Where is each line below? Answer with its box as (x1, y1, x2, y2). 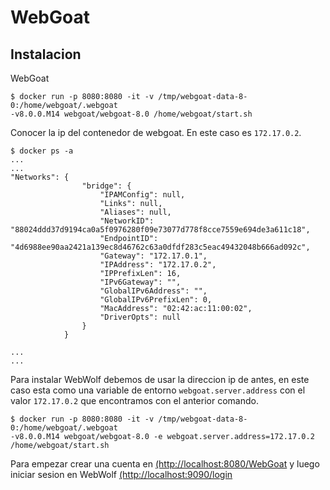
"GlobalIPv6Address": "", (99, 286, 208, 296)
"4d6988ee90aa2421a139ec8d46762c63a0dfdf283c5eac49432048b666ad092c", (10, 242, 311, 252)
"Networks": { (10, 172, 70, 182)
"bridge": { (81, 181, 132, 191)
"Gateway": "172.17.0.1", (99, 251, 208, 261)
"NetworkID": (99, 216, 155, 226)
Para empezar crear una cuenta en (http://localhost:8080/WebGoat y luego (10, 458, 320, 470)
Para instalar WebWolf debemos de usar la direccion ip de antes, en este (10, 374, 310, 385)
